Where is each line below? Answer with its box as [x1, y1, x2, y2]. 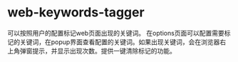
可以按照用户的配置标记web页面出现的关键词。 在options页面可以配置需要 [7, 29, 224, 37]
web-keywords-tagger [7, 4, 145, 21]
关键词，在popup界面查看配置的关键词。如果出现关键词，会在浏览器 [19, 37, 220, 46]
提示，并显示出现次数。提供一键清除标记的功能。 [31, 46, 176, 55]
